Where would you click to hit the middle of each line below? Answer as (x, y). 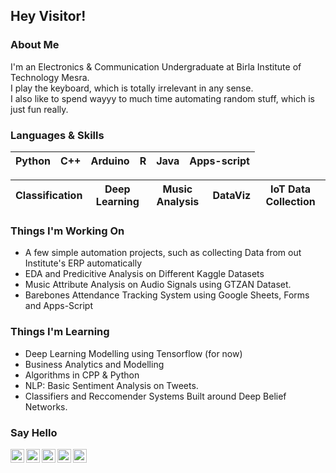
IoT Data (291, 189)
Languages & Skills (57, 135)
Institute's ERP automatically (83, 263)
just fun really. (39, 109)
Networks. (46, 406)
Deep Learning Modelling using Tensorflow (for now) (133, 353)
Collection (290, 201)
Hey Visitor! (48, 16)
